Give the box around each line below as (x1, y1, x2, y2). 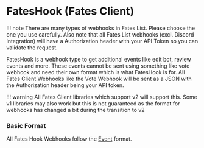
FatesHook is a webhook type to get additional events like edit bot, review (6, 55, 192, 63)
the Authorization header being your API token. (6, 81, 124, 89)
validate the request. (6, 44, 58, 51)
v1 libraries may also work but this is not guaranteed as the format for (6, 99, 180, 107)
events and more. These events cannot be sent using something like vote (6, 62, 190, 69)
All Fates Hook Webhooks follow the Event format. (6, 135, 132, 143)
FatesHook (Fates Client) (6, 4, 135, 18)
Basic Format (6, 121, 46, 130)
